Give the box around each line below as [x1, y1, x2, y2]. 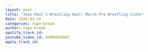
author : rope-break [5, 26, 46, 31]
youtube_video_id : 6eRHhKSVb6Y [5, 35, 70, 40]
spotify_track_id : [5, 30, 43, 35]
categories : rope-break [5, 21, 55, 26]
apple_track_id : [5, 40, 39, 45]
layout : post [5, 7, 32, 12]
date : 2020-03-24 [5, 16, 41, 21]
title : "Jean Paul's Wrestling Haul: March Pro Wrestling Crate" [5, 12, 144, 17]
